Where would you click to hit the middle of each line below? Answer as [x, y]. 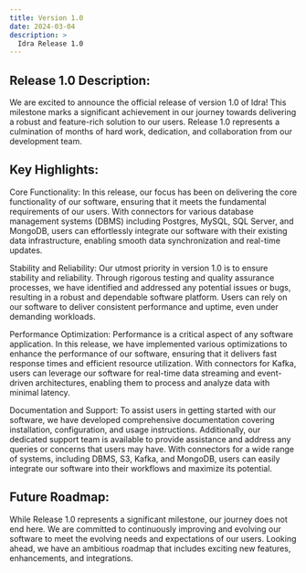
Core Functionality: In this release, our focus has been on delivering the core [153, 192]
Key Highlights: [54, 170]
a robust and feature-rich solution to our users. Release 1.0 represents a [145, 122]
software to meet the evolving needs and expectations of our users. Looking [153, 538]
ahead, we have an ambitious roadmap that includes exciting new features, [150, 548]
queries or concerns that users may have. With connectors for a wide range [152, 449]
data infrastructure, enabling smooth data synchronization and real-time [145, 240]
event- [269, 373]
